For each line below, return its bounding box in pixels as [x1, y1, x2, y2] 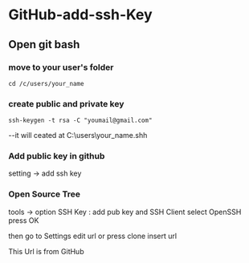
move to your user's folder [8, 62, 114, 73]
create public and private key [8, 98, 124, 109]
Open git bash [8, 38, 80, 51]
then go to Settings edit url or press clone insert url [8, 231, 178, 241]
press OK [8, 215, 39, 225]
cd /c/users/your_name [8, 79, 84, 87]
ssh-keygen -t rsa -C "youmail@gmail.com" [8, 116, 153, 125]
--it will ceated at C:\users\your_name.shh [8, 131, 148, 140]
